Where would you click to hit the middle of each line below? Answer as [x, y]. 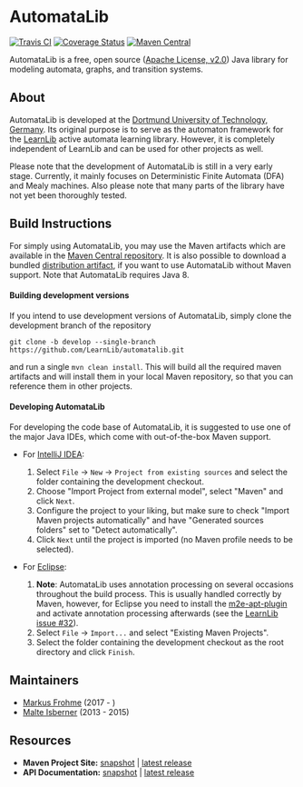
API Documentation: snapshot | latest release [108, 772]
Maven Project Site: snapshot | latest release [107, 762]
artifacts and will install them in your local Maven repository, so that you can [151, 376]
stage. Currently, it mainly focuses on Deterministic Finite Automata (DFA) [147, 175]
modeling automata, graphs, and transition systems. [107, 69]
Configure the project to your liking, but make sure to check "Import [163, 510]
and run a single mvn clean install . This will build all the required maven [146, 366]
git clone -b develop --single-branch [83, 342]
